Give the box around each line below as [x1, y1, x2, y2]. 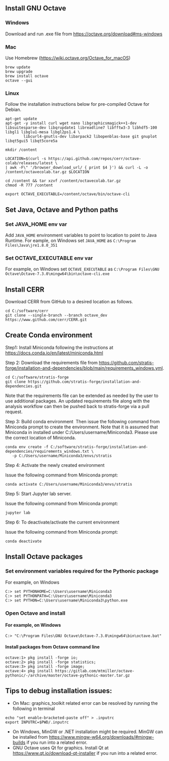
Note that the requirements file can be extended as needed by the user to [5, 392, 158, 398]
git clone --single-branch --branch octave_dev [5, 313, 108, 318]
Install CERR [5, 285, 45, 294]
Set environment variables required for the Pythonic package [5, 568, 159, 575]
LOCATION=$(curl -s [5, 156, 47, 162]
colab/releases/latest [5, 161, 53, 166]
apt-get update [5, 116, 37, 122]
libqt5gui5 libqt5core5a [5, 139, 58, 144]
